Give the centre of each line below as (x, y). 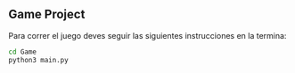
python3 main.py (38, 60)
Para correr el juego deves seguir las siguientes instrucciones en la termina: (147, 35)
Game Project (47, 15)
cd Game (23, 52)
